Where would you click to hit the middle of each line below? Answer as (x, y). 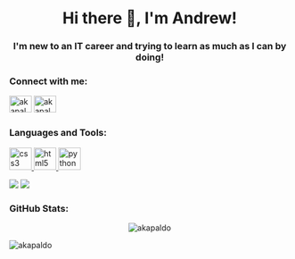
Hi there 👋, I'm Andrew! (150, 18)
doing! (150, 57)
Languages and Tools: (58, 133)
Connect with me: (49, 81)
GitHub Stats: (39, 208)
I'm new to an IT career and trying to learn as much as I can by (150, 46)
